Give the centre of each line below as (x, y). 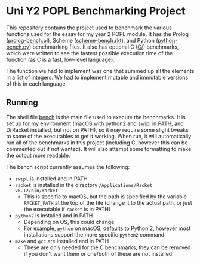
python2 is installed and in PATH (54, 215)
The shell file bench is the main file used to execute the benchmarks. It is (96, 117)
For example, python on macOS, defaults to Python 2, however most (107, 228)
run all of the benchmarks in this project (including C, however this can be (97, 143)
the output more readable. (38, 155)
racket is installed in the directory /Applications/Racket (84, 185)
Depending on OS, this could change (69, 222)
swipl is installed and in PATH (51, 179)
